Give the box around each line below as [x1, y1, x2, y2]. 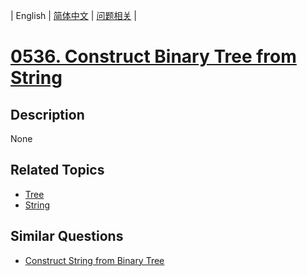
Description [10, 106, 85, 123]
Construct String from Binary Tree [24, 254, 165, 266]
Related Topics [10, 162, 105, 179]
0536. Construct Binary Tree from [10, 45, 297, 68]
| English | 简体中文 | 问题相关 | [10, 10, 137, 21]
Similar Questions [10, 228, 124, 245]
